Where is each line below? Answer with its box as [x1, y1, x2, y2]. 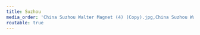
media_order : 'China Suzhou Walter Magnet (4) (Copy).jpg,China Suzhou [6, 14, 187, 20]
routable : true [6, 20, 44, 26]
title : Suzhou [6, 8, 42, 15]
